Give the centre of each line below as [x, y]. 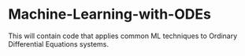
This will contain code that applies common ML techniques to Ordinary [123, 36]
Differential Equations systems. [58, 44]
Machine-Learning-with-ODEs [110, 14]
